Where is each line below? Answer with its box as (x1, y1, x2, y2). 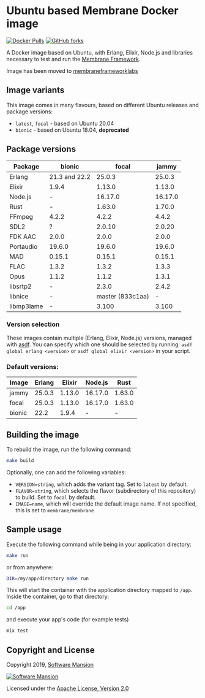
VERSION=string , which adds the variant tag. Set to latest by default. (15, 480, 188, 488)
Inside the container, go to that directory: (6, 593, 110, 601)
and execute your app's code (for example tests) (6, 616, 129, 623)
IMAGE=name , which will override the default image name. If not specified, (15, 500, 197, 507)
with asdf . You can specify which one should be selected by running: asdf (6, 341, 193, 348)
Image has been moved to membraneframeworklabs (6, 67, 138, 74)
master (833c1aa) (96, 292, 149, 300)
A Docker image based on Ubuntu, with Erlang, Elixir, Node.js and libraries (6, 48, 193, 56)
